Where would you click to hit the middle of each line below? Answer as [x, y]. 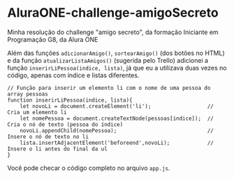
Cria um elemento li [37, 112]
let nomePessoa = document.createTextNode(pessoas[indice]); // [117, 118]
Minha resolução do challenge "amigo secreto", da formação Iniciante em [113, 32]
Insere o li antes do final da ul [58, 149]
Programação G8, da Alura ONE [53, 39]
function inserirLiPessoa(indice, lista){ [70, 100]
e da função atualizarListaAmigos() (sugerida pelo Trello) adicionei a [108, 60]
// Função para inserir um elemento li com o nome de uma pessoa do [109, 88]
